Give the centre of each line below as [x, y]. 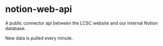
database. [16, 28]
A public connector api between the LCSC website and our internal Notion [81, 23]
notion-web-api [39, 9]
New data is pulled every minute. [39, 38]
